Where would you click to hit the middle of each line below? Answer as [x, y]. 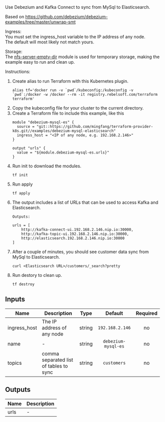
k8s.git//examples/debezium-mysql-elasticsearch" [64, 131]
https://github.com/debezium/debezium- [67, 17]
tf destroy [23, 284]
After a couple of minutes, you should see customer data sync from [80, 252]
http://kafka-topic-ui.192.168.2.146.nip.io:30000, [75, 234]
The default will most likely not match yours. [50, 42]
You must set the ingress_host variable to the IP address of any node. [75, 37]
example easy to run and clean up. [40, 62]
